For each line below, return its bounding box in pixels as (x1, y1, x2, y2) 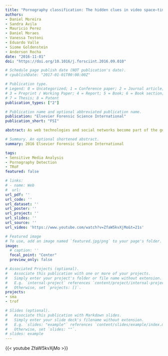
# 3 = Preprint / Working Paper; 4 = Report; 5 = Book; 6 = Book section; (5, 91, 164, 96)
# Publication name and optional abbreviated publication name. (5, 109, 142, 114)
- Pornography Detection (5, 160, 57, 165)
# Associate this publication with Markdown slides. (5, 312, 122, 318)
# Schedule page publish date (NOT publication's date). (5, 68, 126, 73)
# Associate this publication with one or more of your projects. (5, 271, 151, 276)
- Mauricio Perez (5, 26, 41, 31)
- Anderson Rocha (5, 49, 41, 54)
